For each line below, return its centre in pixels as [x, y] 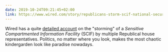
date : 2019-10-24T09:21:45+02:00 [40, 10]
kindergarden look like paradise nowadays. [49, 44]
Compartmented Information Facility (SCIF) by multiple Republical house [80, 34]
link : [11, 14]
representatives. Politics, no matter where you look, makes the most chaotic [83, 39]
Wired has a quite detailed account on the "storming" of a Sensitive [74, 28]
